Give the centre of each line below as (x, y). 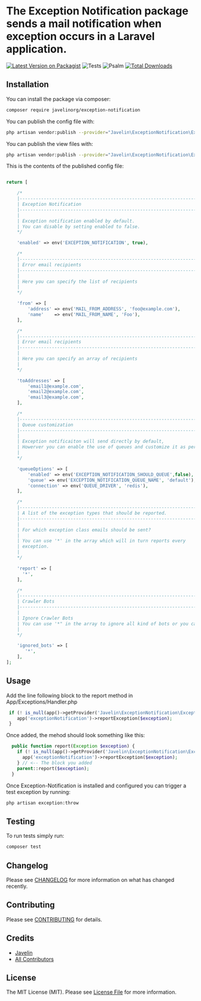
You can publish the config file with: (50, 121)
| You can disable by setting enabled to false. (79, 226)
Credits (20, 938)
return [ (17, 182)
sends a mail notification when (84, 24)
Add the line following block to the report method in (70, 695)
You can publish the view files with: (50, 144)
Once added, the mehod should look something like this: (76, 735)
